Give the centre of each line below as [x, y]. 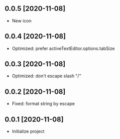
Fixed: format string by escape [43, 104]
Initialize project [28, 132]
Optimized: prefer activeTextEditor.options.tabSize [63, 48]
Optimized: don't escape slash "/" [47, 76]
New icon [22, 20]
